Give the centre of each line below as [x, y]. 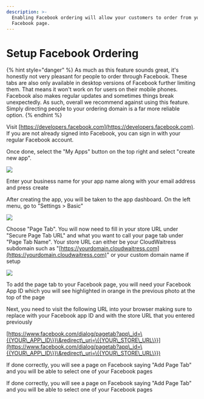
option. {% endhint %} [34, 115]
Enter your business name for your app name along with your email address [101, 181]
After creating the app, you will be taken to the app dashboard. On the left [98, 199]
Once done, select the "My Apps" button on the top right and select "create [101, 152]
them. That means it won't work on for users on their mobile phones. [92, 89]
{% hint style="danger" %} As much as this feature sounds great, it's [93, 70]
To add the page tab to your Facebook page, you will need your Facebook [99, 285]
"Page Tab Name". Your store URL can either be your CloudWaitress [91, 242]
